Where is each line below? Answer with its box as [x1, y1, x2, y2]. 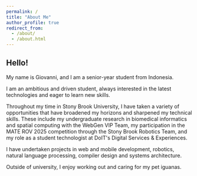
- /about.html [11, 36, 46, 42]
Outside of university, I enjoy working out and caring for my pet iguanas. [6, 163, 182, 170]
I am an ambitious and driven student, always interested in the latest [6, 85, 172, 92]
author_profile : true [6, 19, 60, 25]
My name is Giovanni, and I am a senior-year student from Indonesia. [6, 73, 174, 80]
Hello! [6, 58, 28, 68]
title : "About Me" [6, 14, 51, 20]
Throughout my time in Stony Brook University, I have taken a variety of [6, 103, 180, 110]
